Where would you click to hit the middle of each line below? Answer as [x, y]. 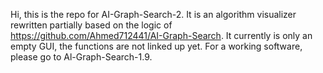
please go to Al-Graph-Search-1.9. [81, 57]
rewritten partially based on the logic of [91, 25]
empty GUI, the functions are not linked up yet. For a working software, [156, 46]
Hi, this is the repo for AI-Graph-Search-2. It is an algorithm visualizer [153, 14]
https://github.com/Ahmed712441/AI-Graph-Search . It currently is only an [161, 35]
